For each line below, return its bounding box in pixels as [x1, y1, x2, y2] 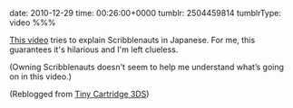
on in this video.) [9, 71, 73, 82]
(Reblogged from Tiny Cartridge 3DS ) [9, 89, 150, 99]
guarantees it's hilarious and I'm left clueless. [9, 44, 179, 55]
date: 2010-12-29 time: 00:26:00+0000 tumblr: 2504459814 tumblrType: [9, 8, 281, 18]
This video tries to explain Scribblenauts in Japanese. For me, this [9, 35, 256, 45]
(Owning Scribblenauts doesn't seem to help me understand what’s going [9, 62, 284, 72]
